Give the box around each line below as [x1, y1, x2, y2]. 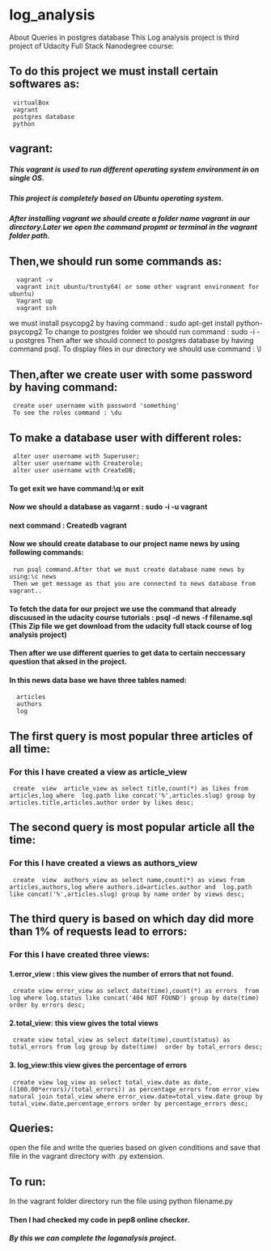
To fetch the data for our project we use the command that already [9, 604, 237, 613]
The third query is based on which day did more [9, 912, 254, 926]
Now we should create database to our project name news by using [9, 539, 240, 549]
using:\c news [9, 572, 57, 580]
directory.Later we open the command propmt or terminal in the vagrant [9, 223, 258, 232]
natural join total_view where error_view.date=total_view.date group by [9, 1092, 264, 1100]
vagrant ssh [16, 304, 57, 312]
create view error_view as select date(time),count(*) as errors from [12, 987, 260, 995]
